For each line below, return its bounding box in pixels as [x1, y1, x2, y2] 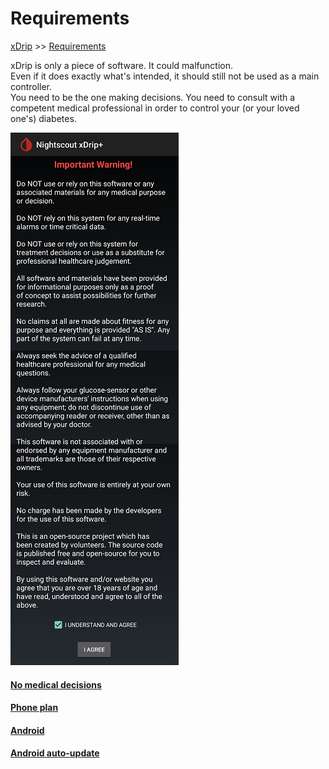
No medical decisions [10, 678, 102, 691]
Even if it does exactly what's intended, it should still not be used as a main [10, 70, 320, 82]
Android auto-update [10, 747, 100, 759]
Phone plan [10, 702, 59, 714]
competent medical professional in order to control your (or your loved [10, 102, 300, 114]
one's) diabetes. [10, 112, 77, 124]
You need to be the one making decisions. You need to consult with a [10, 91, 296, 103]
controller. [10, 80, 53, 92]
